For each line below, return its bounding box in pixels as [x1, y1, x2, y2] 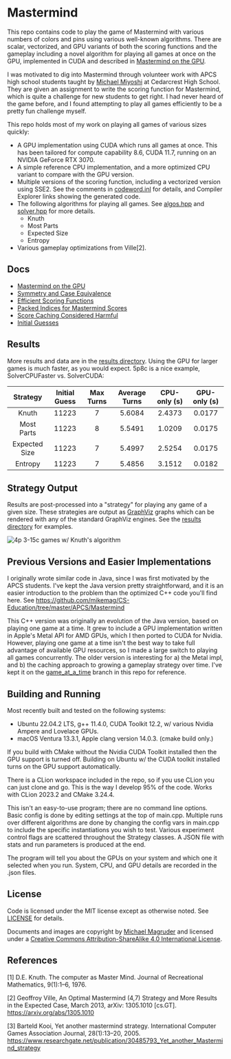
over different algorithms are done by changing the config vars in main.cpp [7, 818, 220, 827]
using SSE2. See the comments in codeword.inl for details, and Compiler [16, 185, 223, 193]
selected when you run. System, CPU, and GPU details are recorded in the [7, 861, 217, 869]
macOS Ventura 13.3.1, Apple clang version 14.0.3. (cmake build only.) [16, 734, 214, 743]
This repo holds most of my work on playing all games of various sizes [7, 120, 207, 128]
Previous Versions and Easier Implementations [7, 556, 212, 567]
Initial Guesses [16, 319, 59, 327]
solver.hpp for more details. [16, 207, 96, 215]
